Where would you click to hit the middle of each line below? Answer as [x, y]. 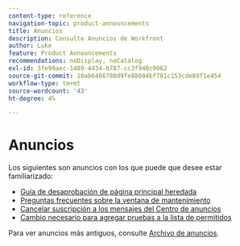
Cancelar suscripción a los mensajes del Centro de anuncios [120, 209]
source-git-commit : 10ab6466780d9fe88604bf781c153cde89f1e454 [115, 76]
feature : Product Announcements [62, 53]
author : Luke [30, 46]
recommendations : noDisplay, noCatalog [75, 61]
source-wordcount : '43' [48, 91]
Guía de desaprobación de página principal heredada [108, 192]
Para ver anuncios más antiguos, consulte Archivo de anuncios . [114, 233]
